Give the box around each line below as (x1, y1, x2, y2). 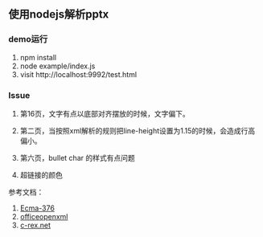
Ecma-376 (19, 203, 55, 213)
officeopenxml (19, 211, 68, 221)
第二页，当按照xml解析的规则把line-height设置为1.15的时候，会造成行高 (19, 125, 256, 135)
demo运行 (8, 34, 48, 45)
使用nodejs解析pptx (8, 7, 109, 22)
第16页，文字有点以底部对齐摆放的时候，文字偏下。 (19, 108, 191, 118)
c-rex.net (19, 220, 51, 230)
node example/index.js (19, 61, 96, 71)
